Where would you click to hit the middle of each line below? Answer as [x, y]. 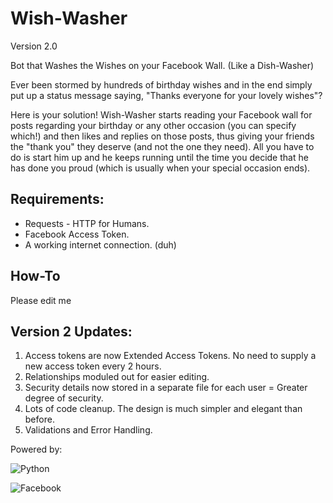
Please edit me [41, 300]
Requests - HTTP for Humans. [87, 223]
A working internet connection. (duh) [100, 244]
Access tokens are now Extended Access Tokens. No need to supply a [170, 356]
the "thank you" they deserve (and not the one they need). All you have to [162, 146]
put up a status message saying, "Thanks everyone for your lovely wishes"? [166, 95]
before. [39, 419]
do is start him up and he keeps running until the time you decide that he [159, 157]
